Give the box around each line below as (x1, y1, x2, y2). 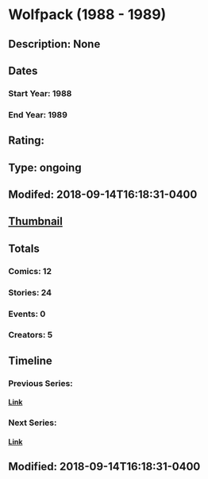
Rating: (8, 133, 45, 148)
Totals (8, 241, 40, 255)
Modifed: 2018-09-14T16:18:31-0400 (8, 187, 198, 201)
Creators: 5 (8, 330, 53, 341)
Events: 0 (8, 308, 46, 319)
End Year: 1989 (8, 109, 67, 120)
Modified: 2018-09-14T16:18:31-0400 (8, 460, 201, 473)
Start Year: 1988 (8, 87, 72, 99)
